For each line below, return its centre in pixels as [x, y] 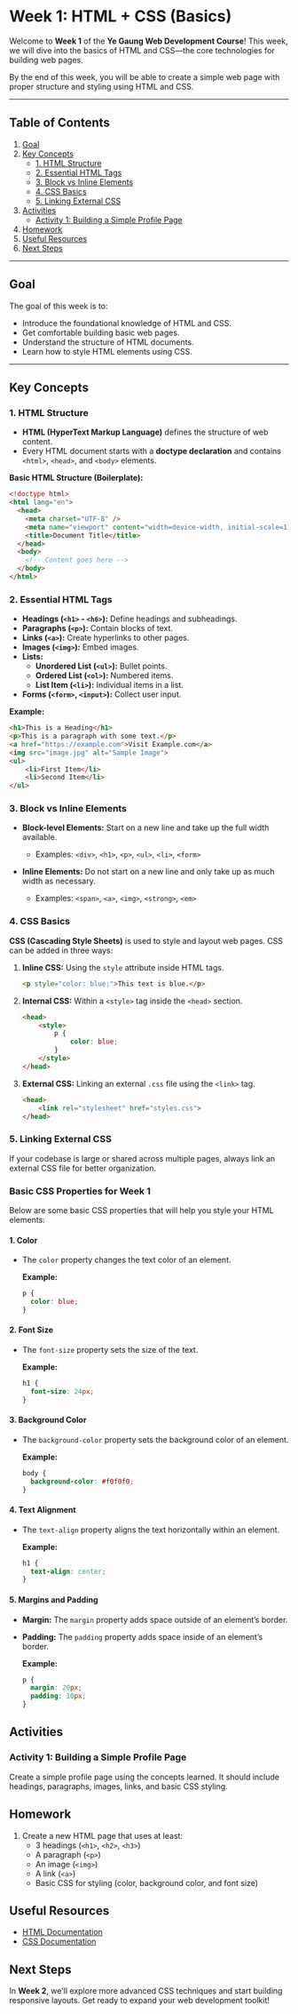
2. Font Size [31, 1330]
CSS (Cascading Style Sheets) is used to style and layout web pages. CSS [146, 940]
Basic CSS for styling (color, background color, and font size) [147, 1882]
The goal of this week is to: [59, 306]
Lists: [32, 657]
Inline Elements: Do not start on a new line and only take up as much [148, 872]
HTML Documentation [63, 1932]
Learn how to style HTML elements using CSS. [107, 351]
